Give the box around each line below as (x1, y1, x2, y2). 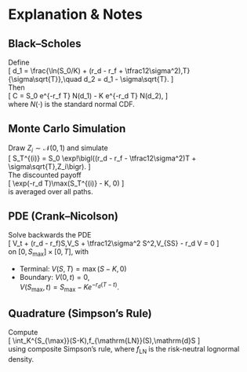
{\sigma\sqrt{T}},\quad (8, 75, 82, 83)
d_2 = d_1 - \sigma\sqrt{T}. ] (83, 75, 174, 83)
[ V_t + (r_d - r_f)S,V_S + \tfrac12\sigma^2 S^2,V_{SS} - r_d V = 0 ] (8, 238, 220, 249)
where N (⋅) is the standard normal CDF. (8, 100, 135, 109)
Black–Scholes (8, 37, 82, 50)
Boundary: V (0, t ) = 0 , (19, 273, 90, 282)
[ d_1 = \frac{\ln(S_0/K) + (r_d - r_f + (8, 66, 124, 76)
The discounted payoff (8, 170, 82, 179)
